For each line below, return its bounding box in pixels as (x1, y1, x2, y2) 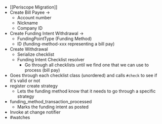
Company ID (17, 25, 43, 31)
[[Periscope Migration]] (9, 4, 58, 10)
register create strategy (9, 83, 58, 88)
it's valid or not (9, 78, 40, 83)
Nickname (17, 20, 38, 26)
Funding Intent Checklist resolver (17, 57, 85, 62)
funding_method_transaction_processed (9, 99, 92, 104)
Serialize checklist (17, 51, 54, 57)
